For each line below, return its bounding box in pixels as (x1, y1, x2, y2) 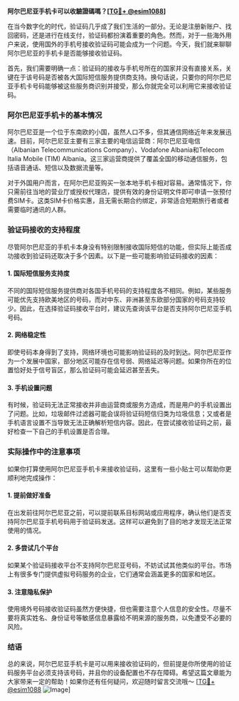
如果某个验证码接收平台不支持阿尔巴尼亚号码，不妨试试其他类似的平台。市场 (7, 561, 232, 569)
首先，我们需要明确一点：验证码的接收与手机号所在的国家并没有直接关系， (7, 64, 225, 72)
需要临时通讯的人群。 (7, 205, 70, 214)
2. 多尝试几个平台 (7, 543, 59, 552)
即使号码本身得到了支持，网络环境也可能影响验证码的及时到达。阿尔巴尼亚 (7, 348, 225, 356)
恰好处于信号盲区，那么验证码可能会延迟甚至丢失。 (13, 366, 164, 374)
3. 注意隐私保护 (7, 588, 53, 596)
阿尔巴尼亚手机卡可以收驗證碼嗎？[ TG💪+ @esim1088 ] (7, 7, 166, 15)
